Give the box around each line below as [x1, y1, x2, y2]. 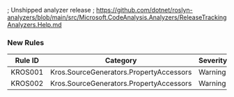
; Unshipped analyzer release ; [7, 6, 95, 14]
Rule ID [15, 55, 40, 65]
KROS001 [10, 67, 44, 77]
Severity [198, 55, 228, 65]
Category [104, 55, 137, 65]
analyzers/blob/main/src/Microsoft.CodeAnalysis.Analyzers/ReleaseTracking [7, 13, 227, 21]
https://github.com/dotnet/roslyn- [96, 6, 193, 14]
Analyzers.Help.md [7, 21, 62, 28]
